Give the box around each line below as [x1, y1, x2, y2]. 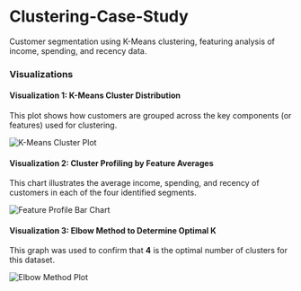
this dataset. [9, 254, 56, 266]
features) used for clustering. [9, 119, 118, 131]
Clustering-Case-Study [9, 6, 189, 27]
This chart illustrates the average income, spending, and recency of [9, 178, 260, 189]
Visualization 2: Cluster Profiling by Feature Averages [9, 157, 214, 168]
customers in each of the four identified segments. [9, 187, 197, 198]
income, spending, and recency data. [9, 45, 147, 56]
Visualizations [9, 67, 74, 80]
